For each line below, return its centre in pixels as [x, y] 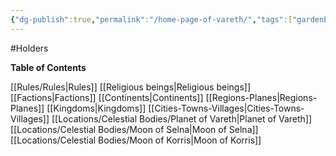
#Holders [29, 48]
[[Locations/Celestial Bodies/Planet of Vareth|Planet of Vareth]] [182, 118]
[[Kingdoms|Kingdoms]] [96, 108]
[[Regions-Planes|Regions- [261, 97]
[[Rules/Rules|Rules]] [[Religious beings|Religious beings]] [131, 87]
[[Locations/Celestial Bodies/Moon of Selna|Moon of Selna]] [134, 129]
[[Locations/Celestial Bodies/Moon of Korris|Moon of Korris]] [136, 140]
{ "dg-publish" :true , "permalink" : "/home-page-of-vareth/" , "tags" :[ [151, 19]
